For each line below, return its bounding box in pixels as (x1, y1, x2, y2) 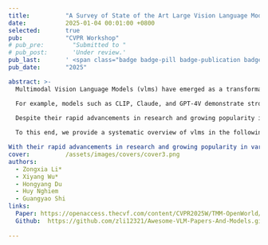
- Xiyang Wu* (15, 173, 59, 181)
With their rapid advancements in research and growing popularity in (8, 143, 248, 151)
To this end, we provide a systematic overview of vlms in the (15, 129, 230, 137)
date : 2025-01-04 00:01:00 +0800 (8, 19, 156, 27)
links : (8, 202, 30, 211)
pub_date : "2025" (8, 64, 88, 72)
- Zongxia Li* (15, 165, 62, 173)
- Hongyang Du (15, 180, 62, 188)
